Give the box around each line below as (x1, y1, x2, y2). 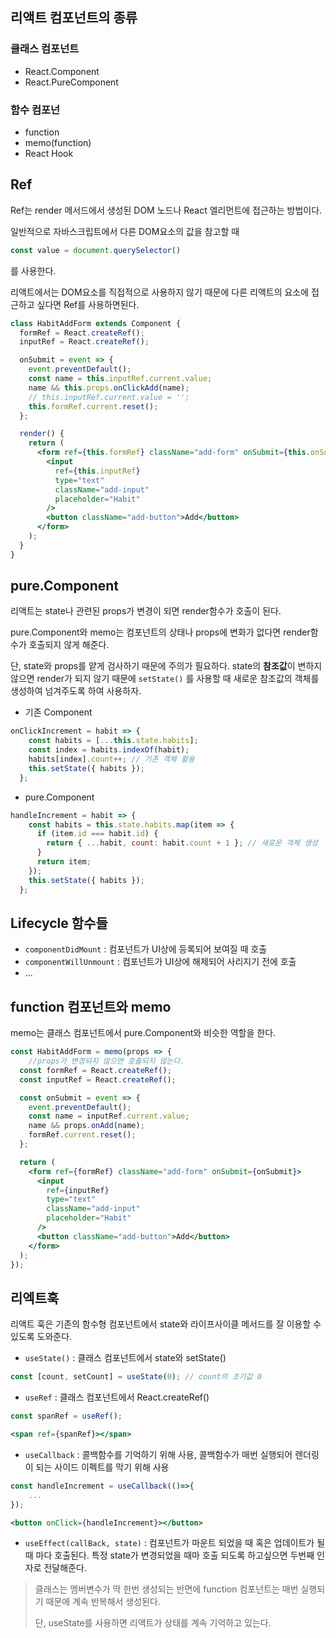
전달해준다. (43, 1562, 87, 1574)
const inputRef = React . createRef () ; (19, 1074, 177, 1085)
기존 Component (24, 706, 93, 718)
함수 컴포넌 (10, 103, 61, 117)
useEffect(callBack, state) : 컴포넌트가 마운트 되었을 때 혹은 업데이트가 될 (24, 1537, 326, 1549)
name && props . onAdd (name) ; (28, 1121, 145, 1131)
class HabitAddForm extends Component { (10, 318, 182, 328)
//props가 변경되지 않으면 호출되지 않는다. (28, 1056, 185, 1067)
